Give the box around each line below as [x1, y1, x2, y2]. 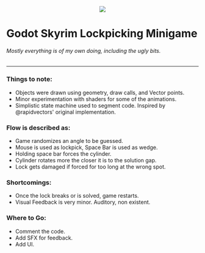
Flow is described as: [6, 123, 71, 132]
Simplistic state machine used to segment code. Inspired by [15, 102, 166, 109]
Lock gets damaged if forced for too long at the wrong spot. [15, 163, 166, 170]
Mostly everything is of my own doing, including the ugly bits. [6, 47, 161, 54]
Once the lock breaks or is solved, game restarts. [15, 192, 139, 199]
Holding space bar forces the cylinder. [15, 150, 112, 158]
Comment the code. [15, 227, 66, 235]
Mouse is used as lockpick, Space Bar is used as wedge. [15, 144, 158, 151]
